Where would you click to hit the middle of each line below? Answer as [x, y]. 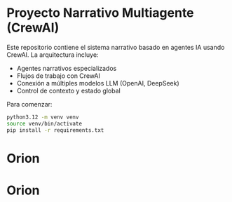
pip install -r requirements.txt [55, 130]
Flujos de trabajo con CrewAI [59, 76]
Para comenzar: [29, 104]
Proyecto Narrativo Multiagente [100, 13]
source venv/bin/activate [44, 123]
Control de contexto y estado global [68, 90]
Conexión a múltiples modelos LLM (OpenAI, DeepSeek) [98, 83]
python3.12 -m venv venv [43, 117]
